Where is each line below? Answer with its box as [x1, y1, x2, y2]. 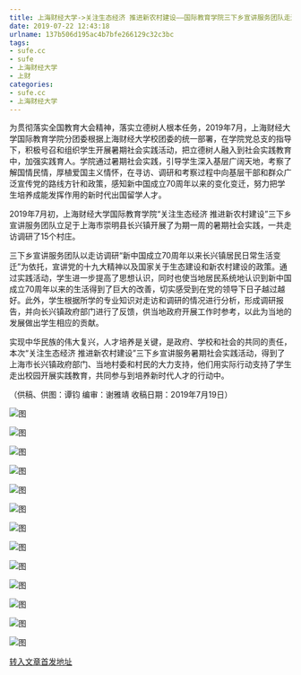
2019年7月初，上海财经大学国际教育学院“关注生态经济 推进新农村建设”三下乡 [9, 208, 292, 220]
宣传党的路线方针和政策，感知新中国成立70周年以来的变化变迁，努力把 [16, 179, 278, 189]
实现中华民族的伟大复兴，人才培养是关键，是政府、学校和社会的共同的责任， [9, 337, 292, 347]
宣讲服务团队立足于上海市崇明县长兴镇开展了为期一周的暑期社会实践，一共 [9, 220, 284, 231]
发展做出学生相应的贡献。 [9, 318, 104, 329]
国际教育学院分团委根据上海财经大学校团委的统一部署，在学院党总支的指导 [16, 134, 292, 145]
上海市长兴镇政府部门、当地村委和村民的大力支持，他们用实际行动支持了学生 [9, 359, 292, 370]
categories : [9, 80, 54, 89]
